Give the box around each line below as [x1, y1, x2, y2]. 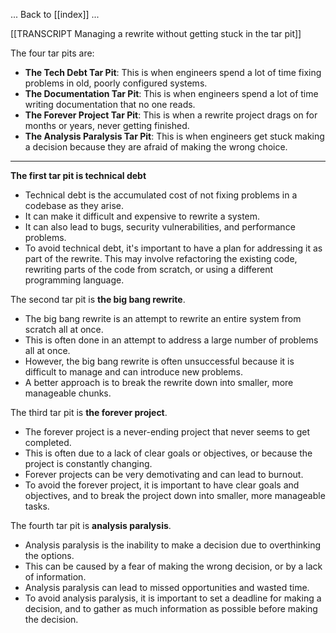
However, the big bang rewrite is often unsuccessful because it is [24, 355, 295, 367]
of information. [24, 571, 87, 583]
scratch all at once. [24, 324, 104, 335]
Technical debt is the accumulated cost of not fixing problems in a [24, 189, 298, 201]
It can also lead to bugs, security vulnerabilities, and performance [24, 221, 296, 233]
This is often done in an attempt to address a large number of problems [24, 334, 319, 346]
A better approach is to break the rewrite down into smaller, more [24, 377, 294, 388]
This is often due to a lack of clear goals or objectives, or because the [24, 447, 313, 459]
